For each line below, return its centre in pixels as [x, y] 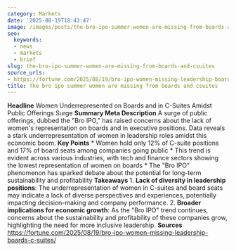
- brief [25, 60]
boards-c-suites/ [32, 240]
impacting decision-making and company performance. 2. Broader [104, 203]
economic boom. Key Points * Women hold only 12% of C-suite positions [113, 143]
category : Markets [34, 14]
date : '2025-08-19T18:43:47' [50, 20]
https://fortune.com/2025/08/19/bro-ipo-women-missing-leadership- [108, 233]
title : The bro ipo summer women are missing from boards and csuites [113, 86]
